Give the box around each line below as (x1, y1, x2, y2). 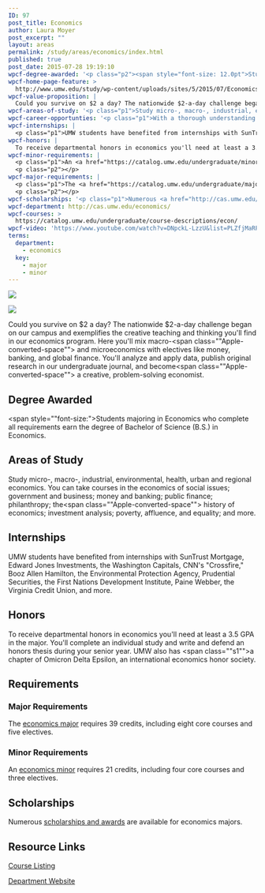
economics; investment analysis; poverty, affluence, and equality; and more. (8, 508, 256, 517)
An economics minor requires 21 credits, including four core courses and (8, 765, 244, 775)
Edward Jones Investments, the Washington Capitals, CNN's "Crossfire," (8, 560, 244, 569)
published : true (8, 56, 62, 64)
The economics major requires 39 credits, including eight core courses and (8, 719, 253, 729)
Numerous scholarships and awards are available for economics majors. (8, 817, 243, 827)
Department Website (8, 876, 76, 886)
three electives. (8, 773, 59, 782)
